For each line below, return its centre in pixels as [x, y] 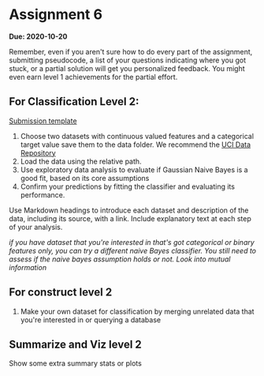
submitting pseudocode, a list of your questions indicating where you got [128, 60]
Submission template [43, 121]
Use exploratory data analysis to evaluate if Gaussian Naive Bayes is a [134, 169]
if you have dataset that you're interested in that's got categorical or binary [132, 242]
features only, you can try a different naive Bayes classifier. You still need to [133, 250]
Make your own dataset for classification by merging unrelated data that [137, 311]
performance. [43, 194]
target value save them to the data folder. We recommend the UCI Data [136, 145]
